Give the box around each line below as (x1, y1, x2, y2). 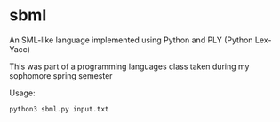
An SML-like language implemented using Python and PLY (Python (9, 34, 253, 45)
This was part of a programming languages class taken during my (9, 61, 250, 72)
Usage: (9, 88, 36, 98)
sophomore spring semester (9, 70, 113, 80)
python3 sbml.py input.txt (9, 104, 109, 113)
